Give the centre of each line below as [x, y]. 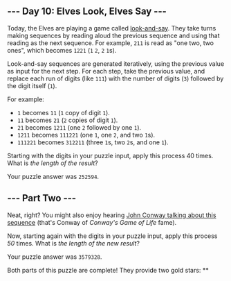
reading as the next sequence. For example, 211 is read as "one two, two [111, 43]
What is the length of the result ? [53, 163]
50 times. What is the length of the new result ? [74, 243]
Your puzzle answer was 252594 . [53, 176]
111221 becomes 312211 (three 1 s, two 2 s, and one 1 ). [93, 142]
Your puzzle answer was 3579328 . [55, 257]
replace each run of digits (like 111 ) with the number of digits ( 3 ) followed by [115, 78]
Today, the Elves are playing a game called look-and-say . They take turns [112, 28]
